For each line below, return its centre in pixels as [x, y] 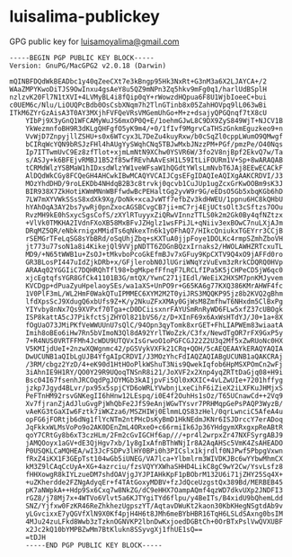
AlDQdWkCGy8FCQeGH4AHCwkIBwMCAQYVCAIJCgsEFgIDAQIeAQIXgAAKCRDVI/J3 [154, 176]
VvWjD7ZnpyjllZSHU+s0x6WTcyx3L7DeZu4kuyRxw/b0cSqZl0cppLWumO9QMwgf [154, 137]
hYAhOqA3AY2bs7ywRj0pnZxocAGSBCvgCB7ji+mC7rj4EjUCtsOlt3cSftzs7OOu [154, 207]
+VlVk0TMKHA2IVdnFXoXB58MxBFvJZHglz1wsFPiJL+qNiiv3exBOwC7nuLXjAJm [154, 223]
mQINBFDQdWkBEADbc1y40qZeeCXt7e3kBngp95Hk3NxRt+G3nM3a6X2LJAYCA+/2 [138, 81]
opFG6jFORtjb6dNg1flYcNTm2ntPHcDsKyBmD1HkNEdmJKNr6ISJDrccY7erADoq [154, 420]
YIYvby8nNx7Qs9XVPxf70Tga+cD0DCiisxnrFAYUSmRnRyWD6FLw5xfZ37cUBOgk [154, 309]
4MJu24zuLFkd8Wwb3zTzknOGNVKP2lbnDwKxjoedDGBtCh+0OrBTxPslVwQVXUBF [154, 522]
